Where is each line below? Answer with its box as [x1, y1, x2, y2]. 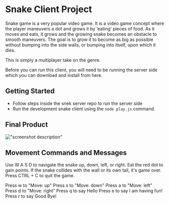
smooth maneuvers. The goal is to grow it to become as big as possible [5, 36, 154, 43]
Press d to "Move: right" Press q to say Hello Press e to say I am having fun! [5, 188, 163, 194]
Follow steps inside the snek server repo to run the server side [12, 100, 143, 106]
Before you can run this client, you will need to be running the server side [5, 67, 158, 73]
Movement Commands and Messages [5, 148, 127, 157]
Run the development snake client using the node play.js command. [12, 105, 155, 112]
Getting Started [5, 87, 55, 96]
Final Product [5, 120, 48, 129]
